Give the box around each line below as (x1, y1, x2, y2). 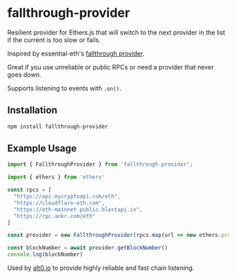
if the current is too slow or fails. (7, 35, 101, 44)
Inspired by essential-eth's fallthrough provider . (7, 49, 145, 58)
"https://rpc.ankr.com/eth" (13, 212, 96, 219)
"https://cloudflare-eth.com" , (13, 199, 105, 207)
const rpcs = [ (7, 186, 52, 194)
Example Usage (7, 143, 77, 155)
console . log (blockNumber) (7, 251, 83, 258)
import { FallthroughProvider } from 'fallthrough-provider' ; (7, 161, 193, 168)
